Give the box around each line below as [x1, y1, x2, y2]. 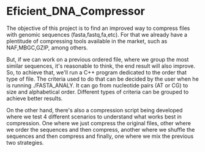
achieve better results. [6, 95, 63, 102]
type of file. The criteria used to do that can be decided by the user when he [6, 75, 199, 82]
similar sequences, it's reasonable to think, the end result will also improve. [6, 62, 196, 70]
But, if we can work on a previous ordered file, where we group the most [6, 56, 189, 63]
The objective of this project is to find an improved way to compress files [6, 24, 190, 32]
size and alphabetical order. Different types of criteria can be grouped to [6, 88, 189, 95]
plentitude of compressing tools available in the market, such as [6, 37, 168, 45]
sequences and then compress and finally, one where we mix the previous [6, 132, 194, 140]
